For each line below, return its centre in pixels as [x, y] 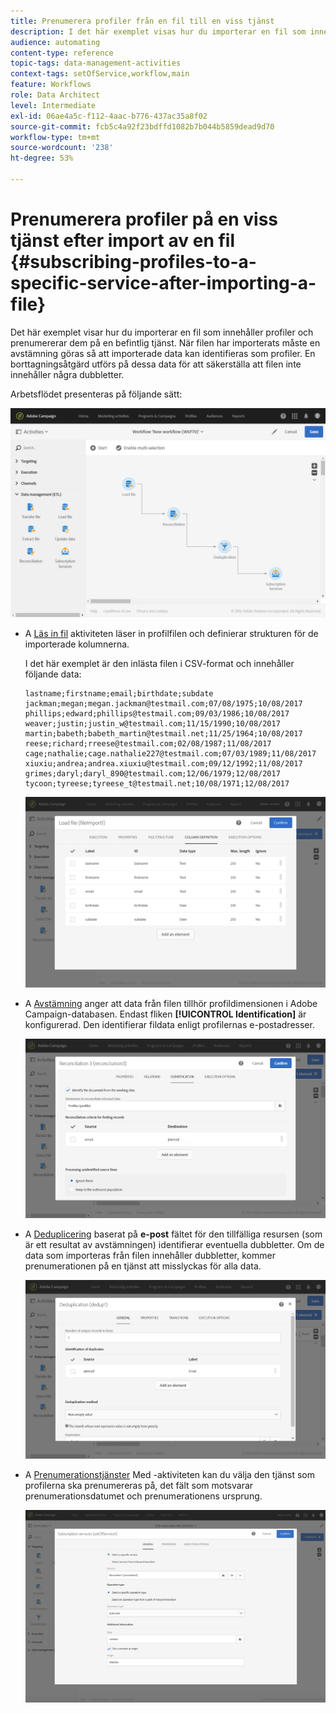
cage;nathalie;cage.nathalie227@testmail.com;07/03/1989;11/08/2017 [170, 754]
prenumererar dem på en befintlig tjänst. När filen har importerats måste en [165, 342]
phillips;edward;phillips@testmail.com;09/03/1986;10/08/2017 [157, 714]
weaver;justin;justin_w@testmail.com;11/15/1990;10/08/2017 [152, 724]
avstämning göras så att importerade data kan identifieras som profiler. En [163, 353]
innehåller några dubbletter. [67, 374]
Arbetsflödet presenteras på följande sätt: [96, 394]
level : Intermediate [53, 105]
